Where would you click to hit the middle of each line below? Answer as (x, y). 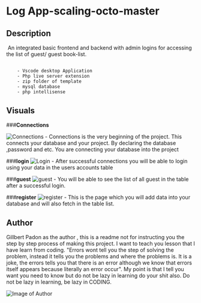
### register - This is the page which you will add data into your (98, 198)
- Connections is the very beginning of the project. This (113, 137)
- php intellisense (41, 92)
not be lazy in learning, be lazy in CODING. (59, 282)
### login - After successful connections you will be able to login (97, 161)
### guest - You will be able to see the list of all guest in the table (97, 180)
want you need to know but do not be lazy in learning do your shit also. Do (98, 276)
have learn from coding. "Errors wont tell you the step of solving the (90, 250)
